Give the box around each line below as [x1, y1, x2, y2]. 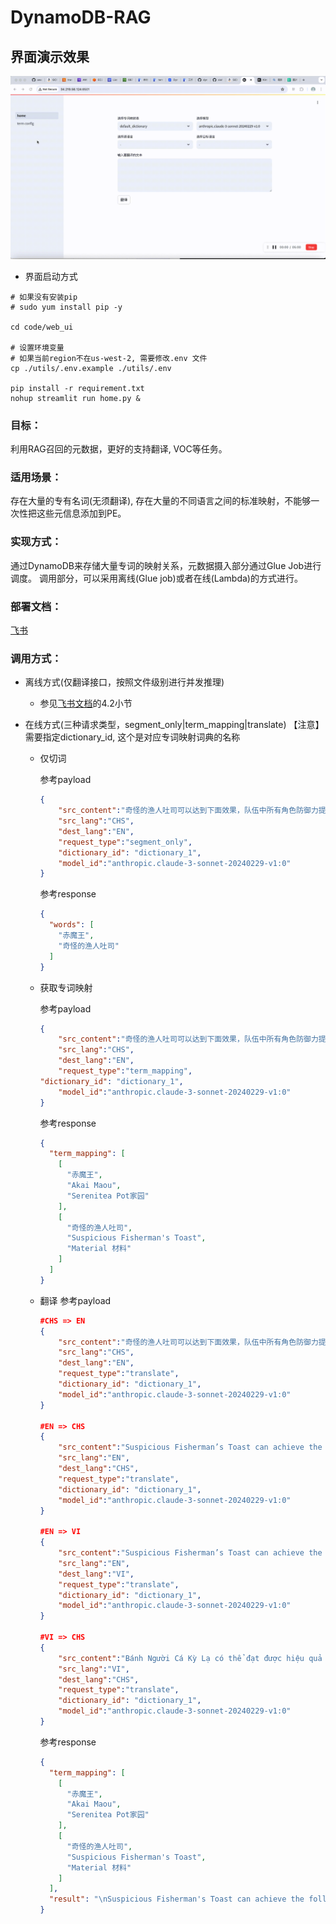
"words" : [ [48, 920, 95, 930]
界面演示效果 [10, 48, 90, 65]
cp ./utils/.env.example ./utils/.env [10, 363, 172, 373]
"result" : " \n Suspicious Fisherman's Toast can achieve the [48, 1894, 305, 1905]
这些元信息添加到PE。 [36, 507, 127, 520]
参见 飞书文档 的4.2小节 [39, 697, 133, 710]
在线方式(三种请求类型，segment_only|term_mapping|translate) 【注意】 [24, 719, 325, 731]
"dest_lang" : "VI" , [58, 1569, 135, 1579]
